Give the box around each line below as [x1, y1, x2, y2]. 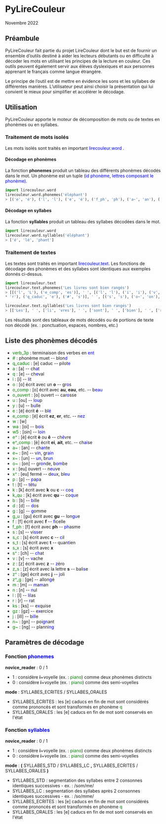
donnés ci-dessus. [5, 271, 43, 277]
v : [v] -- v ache [12, 555, 43, 561]
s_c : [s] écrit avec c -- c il [12, 534, 65, 540]
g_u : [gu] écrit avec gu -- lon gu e [12, 513, 81, 519]
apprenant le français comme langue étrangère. [5, 68, 102, 74]
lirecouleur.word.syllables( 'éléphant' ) [5, 233, 90, 238]
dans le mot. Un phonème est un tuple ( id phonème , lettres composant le [5, 173, 154, 179]
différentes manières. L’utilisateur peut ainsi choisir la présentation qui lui [5, 83, 154, 89]
